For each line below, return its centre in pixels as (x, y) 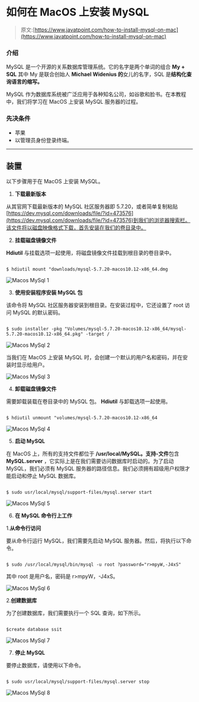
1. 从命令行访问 (24, 528)
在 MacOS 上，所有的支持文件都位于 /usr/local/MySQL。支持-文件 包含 (93, 454)
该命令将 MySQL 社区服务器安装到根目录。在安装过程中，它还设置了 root (95, 305)
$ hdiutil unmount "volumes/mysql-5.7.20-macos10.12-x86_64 (82, 418)
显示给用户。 (32, 365)
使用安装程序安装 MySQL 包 (49, 293)
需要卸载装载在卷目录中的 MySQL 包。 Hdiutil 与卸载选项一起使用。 (89, 401)
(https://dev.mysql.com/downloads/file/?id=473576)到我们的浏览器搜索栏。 (98, 221)
